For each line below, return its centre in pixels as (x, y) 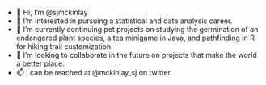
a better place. (40, 63)
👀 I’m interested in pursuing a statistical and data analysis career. (124, 21)
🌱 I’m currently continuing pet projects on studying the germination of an (137, 29)
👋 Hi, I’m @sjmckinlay (52, 12)
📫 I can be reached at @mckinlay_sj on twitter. (94, 73)
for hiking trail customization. (64, 47)
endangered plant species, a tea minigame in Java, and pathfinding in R (135, 38)
